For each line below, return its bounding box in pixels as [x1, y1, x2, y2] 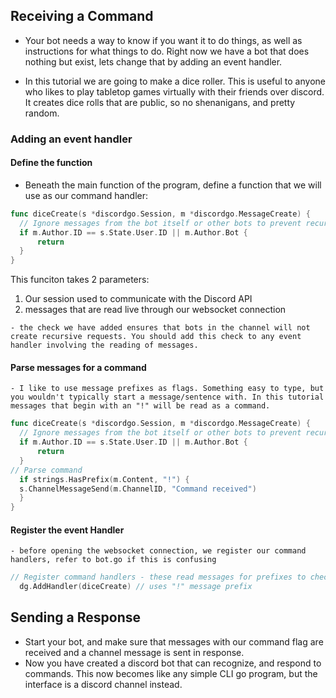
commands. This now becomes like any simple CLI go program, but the [24, 667, 318, 679]
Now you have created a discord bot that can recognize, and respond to [24, 657, 322, 669]
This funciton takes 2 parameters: [10, 274, 150, 286]
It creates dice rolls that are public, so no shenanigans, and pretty [24, 96, 296, 108]
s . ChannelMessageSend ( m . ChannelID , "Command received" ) [19, 484, 257, 494]
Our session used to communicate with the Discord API [24, 293, 253, 305]
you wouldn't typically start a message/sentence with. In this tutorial [10, 392, 325, 403]
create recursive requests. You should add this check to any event [10, 332, 302, 342]
